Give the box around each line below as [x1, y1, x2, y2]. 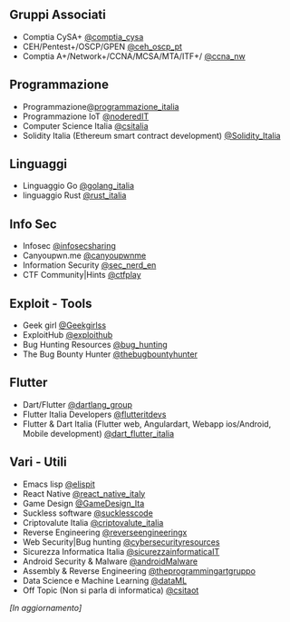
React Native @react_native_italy [22, 488, 146, 499]
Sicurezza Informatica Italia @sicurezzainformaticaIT [22, 546, 220, 557]
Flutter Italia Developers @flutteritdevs [22, 409, 167, 420]
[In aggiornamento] [9, 602, 82, 613]
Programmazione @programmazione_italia [22, 101, 179, 112]
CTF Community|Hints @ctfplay [22, 270, 142, 281]
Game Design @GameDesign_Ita [22, 498, 145, 508]
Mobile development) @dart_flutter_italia [22, 428, 175, 439]
